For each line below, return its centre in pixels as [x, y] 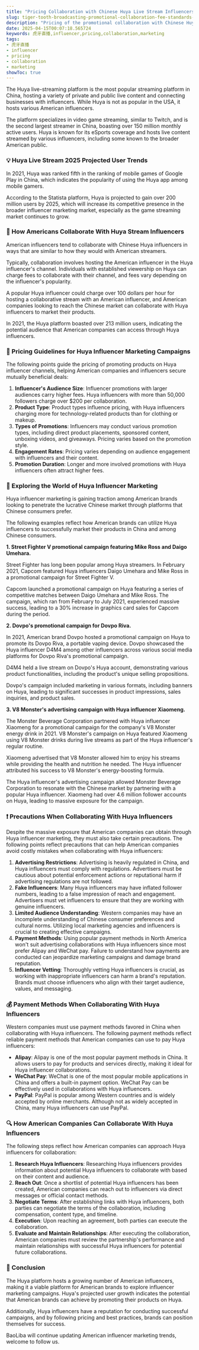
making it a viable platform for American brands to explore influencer [90, 1287]
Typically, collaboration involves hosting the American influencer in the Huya [99, 263]
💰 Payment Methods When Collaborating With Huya [83, 1004]
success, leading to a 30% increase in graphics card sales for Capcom [92, 608]
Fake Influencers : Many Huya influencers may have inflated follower [98, 887]
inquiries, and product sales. [41, 698]
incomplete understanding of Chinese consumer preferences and [94, 919]
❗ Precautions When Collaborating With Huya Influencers [89, 817]
